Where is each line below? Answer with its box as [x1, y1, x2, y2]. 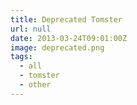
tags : [10, 52, 33, 62]
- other [19, 80, 52, 90]
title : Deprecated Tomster [10, 14, 123, 25]
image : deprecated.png [10, 42, 105, 53]
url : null [10, 24, 52, 34]
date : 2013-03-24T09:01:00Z [10, 33, 128, 43]
